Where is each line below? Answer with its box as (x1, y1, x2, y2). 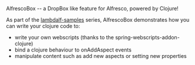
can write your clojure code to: (6, 23, 80, 29)
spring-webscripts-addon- (115, 34, 180, 40)
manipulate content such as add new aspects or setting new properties (14, 53, 187, 59)
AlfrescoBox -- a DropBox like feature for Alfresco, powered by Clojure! (6, 5, 179, 12)
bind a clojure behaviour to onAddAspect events (14, 46, 132, 53)
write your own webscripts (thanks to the (14, 34, 115, 40)
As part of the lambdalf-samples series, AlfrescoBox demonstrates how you (6, 16, 190, 23)
